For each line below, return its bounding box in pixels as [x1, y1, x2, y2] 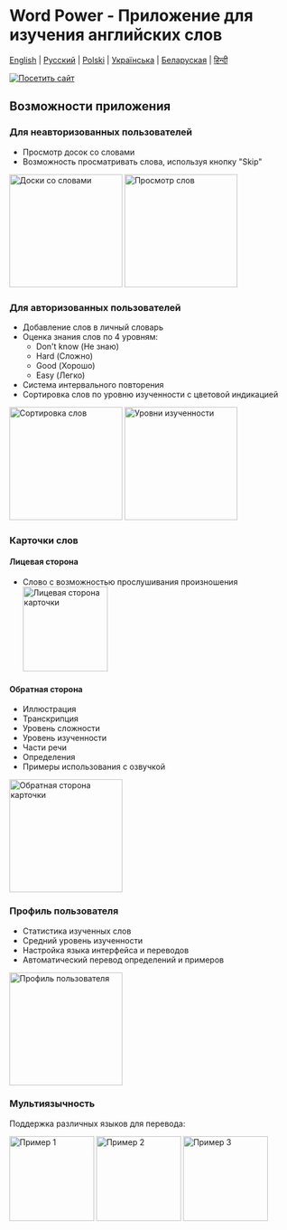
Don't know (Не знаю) [35, 341, 120, 352]
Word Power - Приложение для [9, 5, 254, 26]
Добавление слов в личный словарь [22, 322, 164, 333]
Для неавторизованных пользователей [9, 126, 192, 138]
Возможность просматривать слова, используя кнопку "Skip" [22, 155, 263, 167]
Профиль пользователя [9, 905, 119, 917]
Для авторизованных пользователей [9, 301, 181, 314]
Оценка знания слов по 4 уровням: [22, 331, 159, 342]
